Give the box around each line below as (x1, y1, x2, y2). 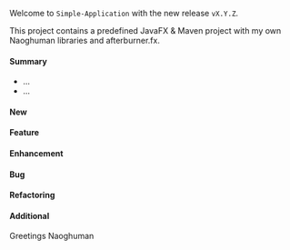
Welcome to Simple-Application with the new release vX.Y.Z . (9, 8, 239, 18)
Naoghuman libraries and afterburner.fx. (9, 35, 161, 45)
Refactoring (9, 190, 55, 201)
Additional (9, 210, 50, 221)
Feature (9, 127, 39, 138)
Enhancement (9, 147, 64, 158)
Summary (9, 55, 47, 66)
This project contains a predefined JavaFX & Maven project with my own (9, 25, 282, 35)
